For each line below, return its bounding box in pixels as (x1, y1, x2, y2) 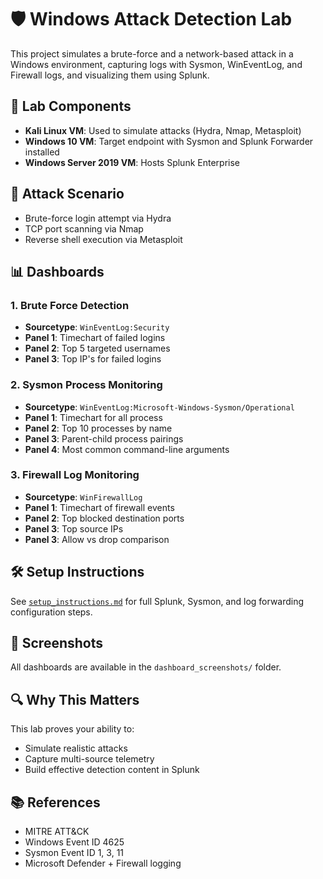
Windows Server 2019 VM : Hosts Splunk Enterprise (24, 156, 240, 168)
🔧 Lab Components (10, 98, 132, 115)
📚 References (10, 794, 101, 811)
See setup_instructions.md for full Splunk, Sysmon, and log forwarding (10, 595, 305, 607)
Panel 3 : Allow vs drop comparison (24, 533, 170, 545)
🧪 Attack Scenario (10, 186, 125, 203)
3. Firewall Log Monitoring (10, 468, 140, 482)
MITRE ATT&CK (24, 826, 90, 838)
